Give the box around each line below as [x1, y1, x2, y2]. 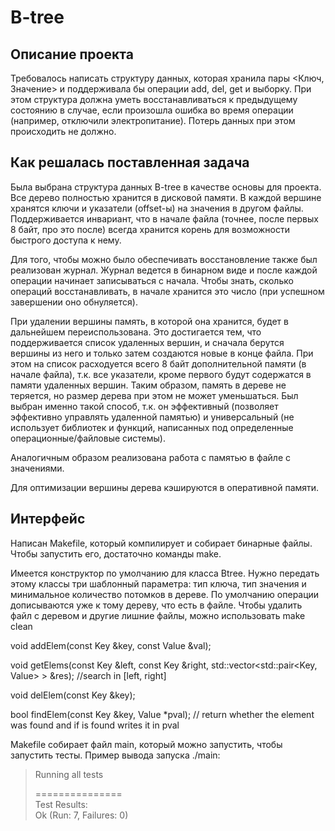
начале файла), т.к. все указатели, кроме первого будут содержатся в [10, 368, 312, 380]
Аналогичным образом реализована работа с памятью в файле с [10, 451, 291, 463]
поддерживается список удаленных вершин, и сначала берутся [10, 336, 285, 348]
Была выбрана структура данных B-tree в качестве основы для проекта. [10, 181, 322, 193]
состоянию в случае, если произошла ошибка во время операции [10, 104, 294, 116]
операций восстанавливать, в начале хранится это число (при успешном [10, 285, 325, 297]
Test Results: [34, 798, 88, 810]
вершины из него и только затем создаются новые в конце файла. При [10, 347, 314, 359]
